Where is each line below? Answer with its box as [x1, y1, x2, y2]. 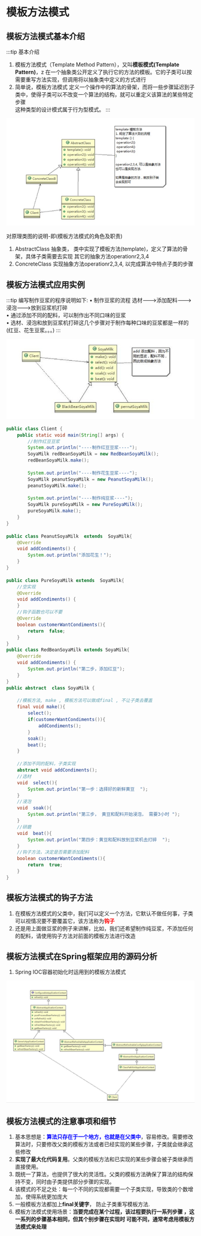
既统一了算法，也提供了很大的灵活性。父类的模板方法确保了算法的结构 [14, 1171, 188, 1178]
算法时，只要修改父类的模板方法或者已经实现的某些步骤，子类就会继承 [14, 1141, 188, 1148]
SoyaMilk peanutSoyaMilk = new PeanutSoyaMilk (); [28, 476, 154, 483]
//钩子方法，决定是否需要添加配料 [17, 849, 90, 855]
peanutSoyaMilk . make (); [28, 483, 87, 489]
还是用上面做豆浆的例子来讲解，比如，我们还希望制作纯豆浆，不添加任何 [14, 924, 193, 932]
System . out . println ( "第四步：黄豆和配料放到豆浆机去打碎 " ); [28, 837, 170, 843]
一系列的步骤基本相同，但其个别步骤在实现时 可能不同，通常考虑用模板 [14, 1216, 190, 1223]
